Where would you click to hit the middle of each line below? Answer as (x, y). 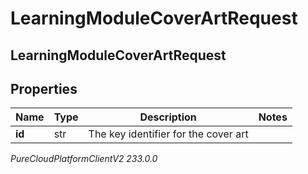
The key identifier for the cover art (168, 134)
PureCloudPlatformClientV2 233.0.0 (84, 159)
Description (168, 117)
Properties (44, 88)
